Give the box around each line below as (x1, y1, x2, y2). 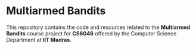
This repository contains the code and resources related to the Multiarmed (6, 24, 191, 31)
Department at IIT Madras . (6, 36, 71, 43)
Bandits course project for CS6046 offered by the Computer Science (6, 30, 177, 37)
